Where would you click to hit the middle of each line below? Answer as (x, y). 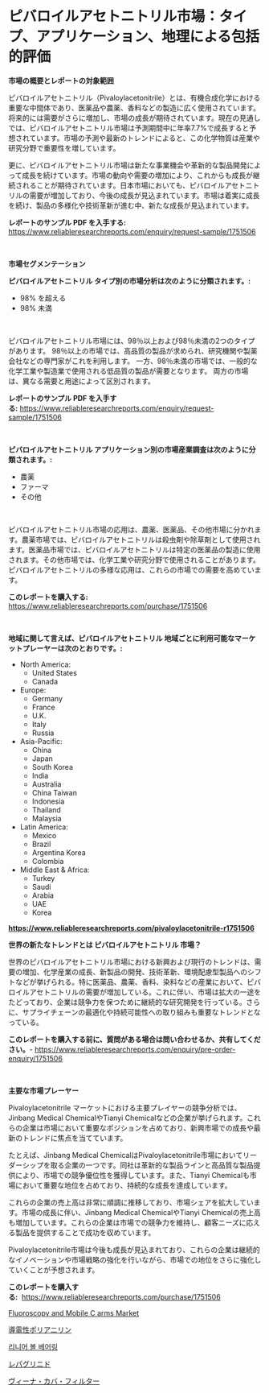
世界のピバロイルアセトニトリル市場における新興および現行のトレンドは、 (131, 961)
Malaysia (47, 818)
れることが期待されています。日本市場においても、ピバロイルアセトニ (137, 185)
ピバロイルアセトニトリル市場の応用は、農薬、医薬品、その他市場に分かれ (131, 529)
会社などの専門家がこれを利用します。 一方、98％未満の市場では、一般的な (133, 361)
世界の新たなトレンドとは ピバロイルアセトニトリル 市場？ (105, 945)
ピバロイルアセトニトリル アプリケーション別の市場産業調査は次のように (128, 449)
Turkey (43, 878)
